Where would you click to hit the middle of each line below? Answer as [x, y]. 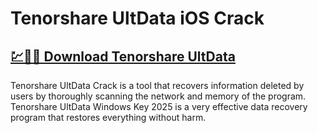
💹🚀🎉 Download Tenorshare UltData [123, 56]
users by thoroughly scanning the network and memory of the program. [158, 96]
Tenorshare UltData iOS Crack [137, 18]
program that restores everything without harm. [108, 117]
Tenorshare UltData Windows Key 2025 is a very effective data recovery [159, 106]
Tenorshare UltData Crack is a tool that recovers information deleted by [157, 85]
